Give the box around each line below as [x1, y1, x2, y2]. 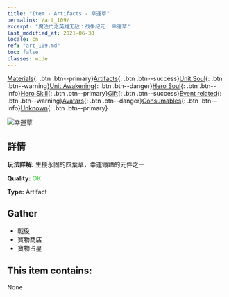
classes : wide [7, 56, 49, 62]
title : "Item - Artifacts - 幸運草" [7, 10, 110, 17]
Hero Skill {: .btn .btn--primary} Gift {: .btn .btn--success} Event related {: [20, 89, 222, 97]
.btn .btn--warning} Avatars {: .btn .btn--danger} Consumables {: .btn [7, 96, 199, 105]
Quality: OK [7, 174, 42, 183]
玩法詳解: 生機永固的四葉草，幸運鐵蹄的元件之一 [7, 160, 145, 169]
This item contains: [7, 264, 92, 276]
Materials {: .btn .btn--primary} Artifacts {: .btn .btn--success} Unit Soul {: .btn [7, 74, 223, 83]
